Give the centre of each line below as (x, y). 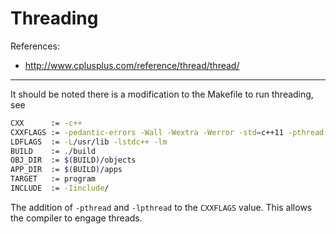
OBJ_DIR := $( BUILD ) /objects (73, 160)
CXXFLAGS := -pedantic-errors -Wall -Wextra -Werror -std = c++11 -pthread (167, 132)
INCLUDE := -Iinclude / (60, 188)
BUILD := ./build (53, 151)
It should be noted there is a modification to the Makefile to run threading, (162, 94)
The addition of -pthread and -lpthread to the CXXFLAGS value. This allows (161, 207)
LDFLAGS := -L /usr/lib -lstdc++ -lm (89, 142)
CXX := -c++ (46, 123)
